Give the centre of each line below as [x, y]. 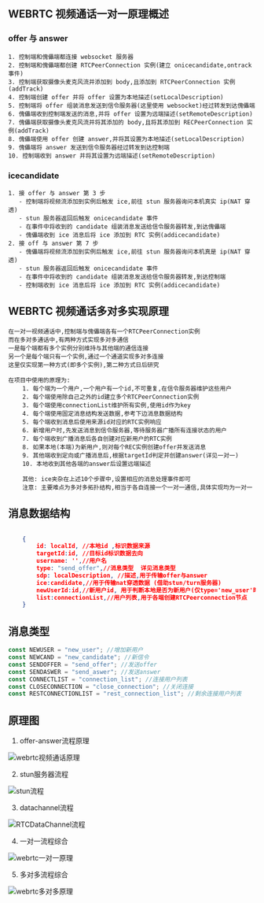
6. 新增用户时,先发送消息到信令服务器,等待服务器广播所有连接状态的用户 [125, 430]
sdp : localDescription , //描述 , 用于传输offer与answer [122, 575]
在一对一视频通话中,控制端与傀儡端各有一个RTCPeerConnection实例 [104, 331]
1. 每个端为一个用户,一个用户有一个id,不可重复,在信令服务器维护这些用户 [127, 388]
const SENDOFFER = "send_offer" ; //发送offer [83, 664]
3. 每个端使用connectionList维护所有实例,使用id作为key [106, 405]
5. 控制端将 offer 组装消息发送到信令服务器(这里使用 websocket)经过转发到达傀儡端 [132, 105]
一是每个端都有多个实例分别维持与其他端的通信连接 [79, 348]
